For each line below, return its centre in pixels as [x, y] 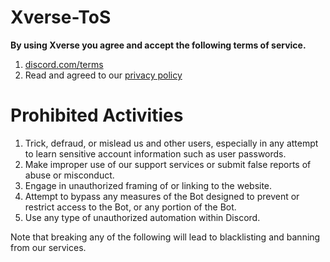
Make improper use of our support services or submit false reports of [168, 164]
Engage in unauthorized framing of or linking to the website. [148, 185]
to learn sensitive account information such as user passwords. [155, 153]
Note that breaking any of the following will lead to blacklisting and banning [165, 237]
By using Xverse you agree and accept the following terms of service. [158, 45]
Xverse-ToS [61, 17]
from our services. [48, 247]
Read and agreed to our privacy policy [103, 75]
